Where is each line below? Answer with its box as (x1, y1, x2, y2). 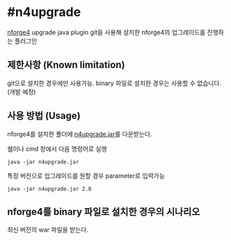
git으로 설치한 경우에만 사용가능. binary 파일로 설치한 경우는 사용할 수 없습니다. (7, 79, 221, 87)
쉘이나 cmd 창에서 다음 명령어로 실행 (7, 144, 107, 153)
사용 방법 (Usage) (7, 110, 81, 122)
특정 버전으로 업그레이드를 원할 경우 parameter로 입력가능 (7, 171, 166, 179)
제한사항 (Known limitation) (7, 59, 125, 71)
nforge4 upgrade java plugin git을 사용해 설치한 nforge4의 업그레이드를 (7, 28, 206, 36)
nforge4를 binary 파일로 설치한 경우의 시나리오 (7, 206, 200, 218)
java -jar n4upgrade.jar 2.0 (7, 185, 92, 192)
